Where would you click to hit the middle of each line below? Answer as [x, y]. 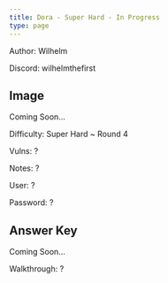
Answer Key [43, 230]
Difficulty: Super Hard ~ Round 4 [69, 134]
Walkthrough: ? [37, 269]
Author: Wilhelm [38, 50]
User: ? [22, 186]
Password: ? [31, 203]
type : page [29, 26]
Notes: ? [24, 168]
